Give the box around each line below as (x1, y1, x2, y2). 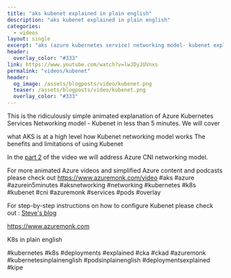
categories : (7, 23, 41, 30)
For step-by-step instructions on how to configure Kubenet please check (7, 202, 214, 209)
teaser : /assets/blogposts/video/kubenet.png (13, 86, 146, 93)
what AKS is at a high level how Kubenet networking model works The (7, 132, 206, 141)
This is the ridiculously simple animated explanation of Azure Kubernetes (7, 112, 214, 120)
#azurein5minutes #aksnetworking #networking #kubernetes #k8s (7, 181, 197, 189)
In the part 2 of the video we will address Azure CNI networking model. (7, 153, 208, 161)
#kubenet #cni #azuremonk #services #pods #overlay (7, 188, 161, 196)
